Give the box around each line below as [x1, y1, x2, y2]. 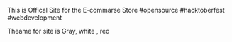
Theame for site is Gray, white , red [7, 27, 110, 35]
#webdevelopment [7, 13, 62, 22]
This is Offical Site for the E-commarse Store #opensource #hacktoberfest [7, 6, 225, 14]
